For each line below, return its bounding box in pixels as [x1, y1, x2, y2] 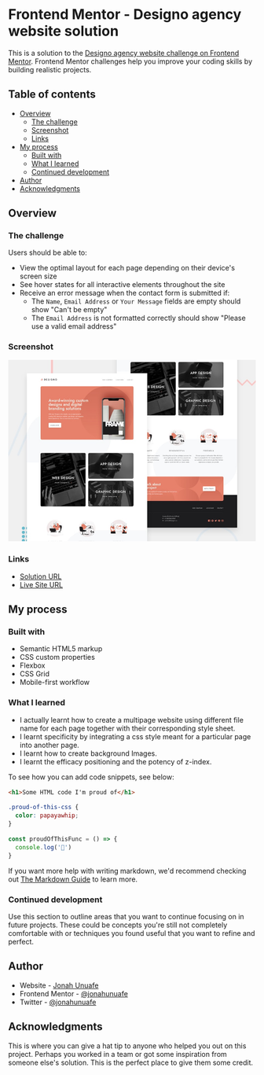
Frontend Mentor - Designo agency [8, 6, 242, 24]
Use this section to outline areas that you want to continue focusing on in [8, 912, 245, 922]
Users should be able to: [8, 248, 88, 257]
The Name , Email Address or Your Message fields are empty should [31, 296, 241, 306]
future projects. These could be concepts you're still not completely [8, 920, 228, 930]
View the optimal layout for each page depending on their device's [19, 263, 236, 273]
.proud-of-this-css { [8, 804, 79, 812]
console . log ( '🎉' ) [15, 843, 72, 851]
